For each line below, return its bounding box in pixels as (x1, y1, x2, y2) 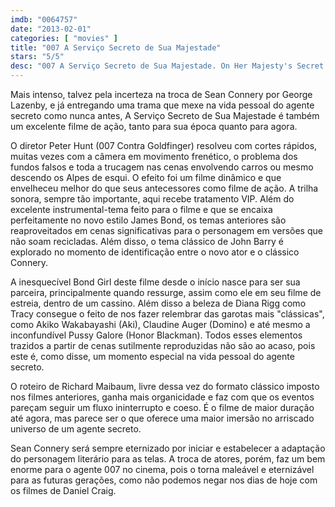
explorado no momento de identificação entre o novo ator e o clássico (10, 246, 300, 258)
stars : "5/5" (10, 52, 65, 62)
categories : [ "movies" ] (10, 33, 118, 43)
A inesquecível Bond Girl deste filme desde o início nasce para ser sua (10, 276, 301, 288)
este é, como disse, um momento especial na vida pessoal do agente (10, 351, 295, 362)
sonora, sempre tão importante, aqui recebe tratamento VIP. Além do (10, 193, 295, 205)
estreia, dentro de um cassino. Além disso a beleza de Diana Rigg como (10, 297, 307, 309)
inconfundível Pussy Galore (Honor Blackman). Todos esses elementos (10, 329, 303, 341)
